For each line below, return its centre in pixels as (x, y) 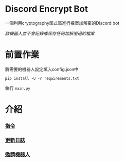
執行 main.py (18, 88)
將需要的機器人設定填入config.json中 (42, 69)
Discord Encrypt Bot (47, 9)
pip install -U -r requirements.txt (42, 78)
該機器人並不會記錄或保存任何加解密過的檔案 (50, 33)
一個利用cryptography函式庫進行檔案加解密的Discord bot (62, 23)
